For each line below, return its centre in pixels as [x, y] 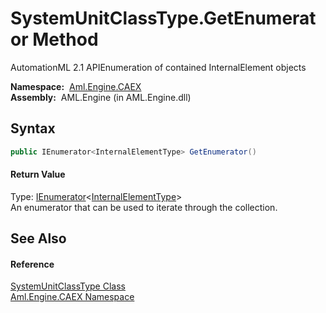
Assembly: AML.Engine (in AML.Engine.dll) [101, 97]
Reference [32, 264]
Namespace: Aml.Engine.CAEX [76, 86]
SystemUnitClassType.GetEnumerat [163, 18]
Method [65, 39]
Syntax [33, 128]
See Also [38, 238]
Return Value [38, 174]
